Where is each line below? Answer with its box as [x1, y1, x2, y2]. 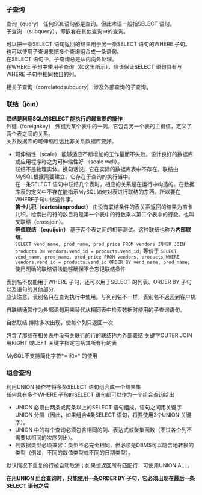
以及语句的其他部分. [6, 285, 56, 293]
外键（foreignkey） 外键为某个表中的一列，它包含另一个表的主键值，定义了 [6, 122, 192, 130]
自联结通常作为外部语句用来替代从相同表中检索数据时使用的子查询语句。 [6, 306, 185, 313]
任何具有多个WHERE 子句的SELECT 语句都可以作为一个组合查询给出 [6, 391, 174, 398]
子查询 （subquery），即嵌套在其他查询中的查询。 [6, 28, 129, 35]
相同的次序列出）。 [31, 434, 76, 441]
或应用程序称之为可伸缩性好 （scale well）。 [14, 158, 123, 165]
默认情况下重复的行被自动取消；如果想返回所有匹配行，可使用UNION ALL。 [6, 461, 193, 468]
